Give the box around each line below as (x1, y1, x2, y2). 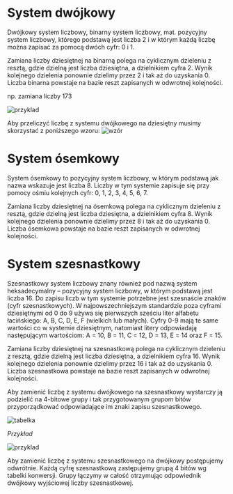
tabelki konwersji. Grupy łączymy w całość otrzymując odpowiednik (7, 471, 202, 479)
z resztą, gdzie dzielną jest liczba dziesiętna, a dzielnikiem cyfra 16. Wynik (7, 352, 220, 360)
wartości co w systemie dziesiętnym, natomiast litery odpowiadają (7, 323, 197, 332)
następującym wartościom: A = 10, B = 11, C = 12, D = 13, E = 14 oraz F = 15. (7, 331, 223, 339)
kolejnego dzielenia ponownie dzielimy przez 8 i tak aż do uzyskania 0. (7, 217, 211, 225)
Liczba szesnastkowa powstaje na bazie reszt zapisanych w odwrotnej (7, 366, 210, 375)
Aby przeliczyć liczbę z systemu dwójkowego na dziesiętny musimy (7, 118, 202, 127)
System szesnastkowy (7, 256, 140, 272)
